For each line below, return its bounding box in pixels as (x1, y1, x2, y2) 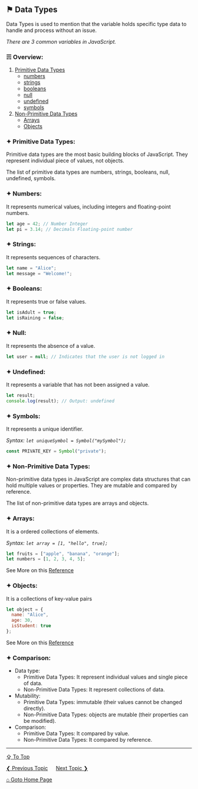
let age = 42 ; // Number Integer (6, 221, 88, 227)
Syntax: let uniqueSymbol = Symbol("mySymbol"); (6, 437, 127, 444)
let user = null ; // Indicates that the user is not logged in (6, 354, 165, 360)
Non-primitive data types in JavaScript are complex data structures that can (6, 475, 191, 483)
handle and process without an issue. (6, 27, 97, 34)
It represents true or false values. (6, 298, 87, 305)
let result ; (6, 393, 35, 399)
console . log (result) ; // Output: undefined (6, 398, 115, 404)
